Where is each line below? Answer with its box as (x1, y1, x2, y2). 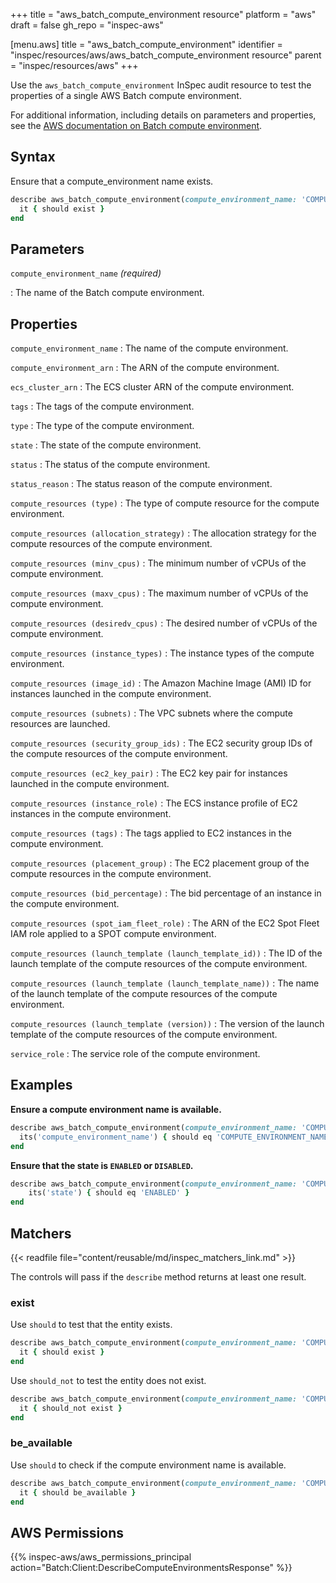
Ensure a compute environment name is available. (10, 1103, 222, 1115)
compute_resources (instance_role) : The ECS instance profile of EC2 (10, 797, 298, 809)
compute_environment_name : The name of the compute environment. (10, 342, 289, 354)
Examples (10, 1077, 73, 1094)
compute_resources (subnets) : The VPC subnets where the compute (10, 707, 293, 719)
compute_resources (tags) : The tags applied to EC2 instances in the (10, 827, 292, 839)
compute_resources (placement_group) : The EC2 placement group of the (10, 857, 310, 869)
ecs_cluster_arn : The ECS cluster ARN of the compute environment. (10, 381, 295, 393)
